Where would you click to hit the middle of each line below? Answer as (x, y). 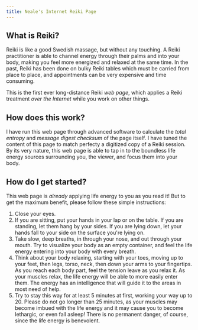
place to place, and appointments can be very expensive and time (86, 75)
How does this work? (46, 117)
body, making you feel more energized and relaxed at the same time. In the (97, 62)
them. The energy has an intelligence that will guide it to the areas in (98, 283)
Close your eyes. (35, 214)
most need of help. (38, 289)
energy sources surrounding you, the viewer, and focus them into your (92, 157)
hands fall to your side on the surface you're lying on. (79, 233)
